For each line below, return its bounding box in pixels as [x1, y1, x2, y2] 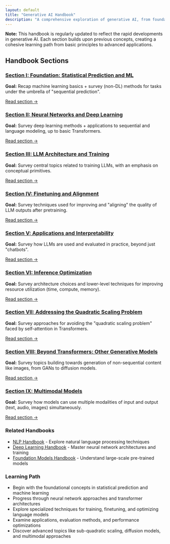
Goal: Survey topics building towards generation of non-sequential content [5, 359, 162, 366]
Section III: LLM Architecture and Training [5, 150, 110, 158]
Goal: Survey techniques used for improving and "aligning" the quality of [5, 201, 157, 207]
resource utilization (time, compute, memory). [5, 286, 101, 292]
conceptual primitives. [5, 167, 52, 173]
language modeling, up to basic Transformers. [5, 128, 102, 134]
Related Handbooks [5, 427, 55, 434]
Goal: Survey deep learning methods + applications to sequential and [5, 123, 150, 129]
